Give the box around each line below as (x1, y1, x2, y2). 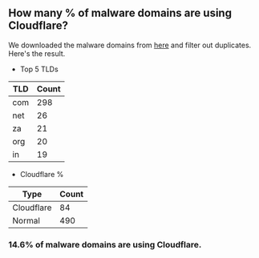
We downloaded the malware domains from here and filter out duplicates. (8, 40, 252, 50)
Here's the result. (8, 48, 66, 58)
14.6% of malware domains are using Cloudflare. (8, 239, 202, 250)
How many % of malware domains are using (8, 6, 233, 20)
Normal (12, 215, 40, 226)
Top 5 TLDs (19, 64, 59, 74)
